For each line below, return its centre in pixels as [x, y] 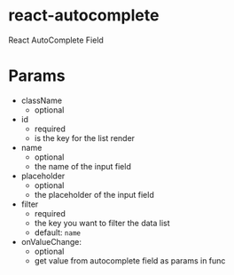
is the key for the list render [84, 137]
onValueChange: [51, 241]
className [42, 100]
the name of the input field [83, 166]
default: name [58, 232]
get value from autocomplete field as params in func [130, 260]
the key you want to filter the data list [102, 223]
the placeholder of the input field [94, 194]
